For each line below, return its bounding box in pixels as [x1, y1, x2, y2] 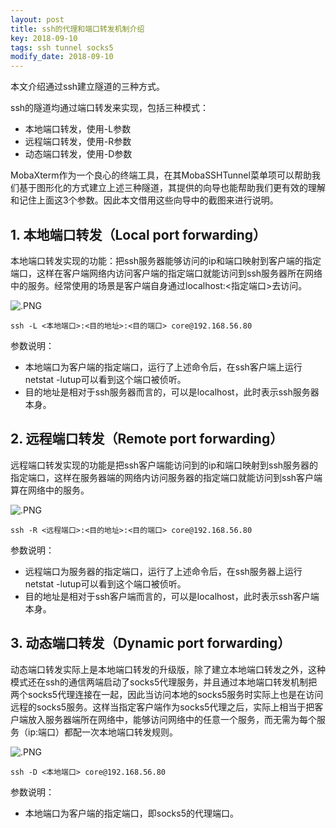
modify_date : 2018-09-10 [10, 52, 114, 62]
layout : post [10, 14, 65, 25]
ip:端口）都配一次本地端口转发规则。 [27, 726, 178, 738]
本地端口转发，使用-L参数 [24, 123, 132, 135]
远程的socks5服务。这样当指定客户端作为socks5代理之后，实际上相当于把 [10, 701, 315, 713]
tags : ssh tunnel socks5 [10, 42, 114, 53]
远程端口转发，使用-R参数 [24, 136, 132, 148]
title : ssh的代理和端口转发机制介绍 [10, 24, 145, 34]
